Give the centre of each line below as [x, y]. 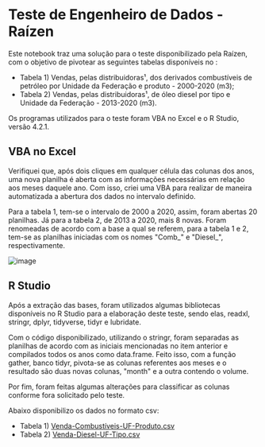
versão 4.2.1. [29, 126]
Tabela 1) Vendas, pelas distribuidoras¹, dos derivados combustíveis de [136, 77]
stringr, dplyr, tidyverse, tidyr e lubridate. [75, 322]
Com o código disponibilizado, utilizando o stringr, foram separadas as [124, 337]
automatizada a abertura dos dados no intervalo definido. [102, 196]
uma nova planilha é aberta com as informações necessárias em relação [127, 179]
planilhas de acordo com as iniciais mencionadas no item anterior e [118, 346]
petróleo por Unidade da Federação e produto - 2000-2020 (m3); [127, 86]
